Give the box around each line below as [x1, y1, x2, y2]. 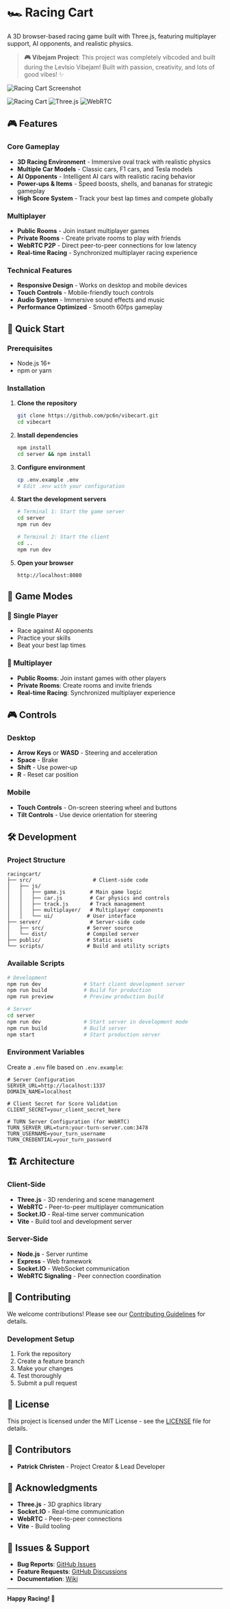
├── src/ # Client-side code [7, 877, 149, 884]
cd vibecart [16, 419, 51, 426]
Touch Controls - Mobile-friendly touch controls [16, 289, 154, 297]
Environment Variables [7, 1048, 85, 1057]
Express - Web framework [16, 1257, 92, 1265]
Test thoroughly [16, 1371, 62, 1379]
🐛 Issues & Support [7, 1542, 90, 1553]
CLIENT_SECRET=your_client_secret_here [7, 1106, 121, 1113]
